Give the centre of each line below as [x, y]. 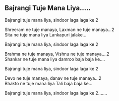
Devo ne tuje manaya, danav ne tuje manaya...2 [53, 78]
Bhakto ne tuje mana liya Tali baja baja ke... [49, 83]
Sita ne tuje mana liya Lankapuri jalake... [46, 34]
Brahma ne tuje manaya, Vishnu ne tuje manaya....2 [57, 54]
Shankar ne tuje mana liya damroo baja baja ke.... [55, 59]
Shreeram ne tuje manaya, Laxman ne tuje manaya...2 [59, 30]
